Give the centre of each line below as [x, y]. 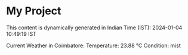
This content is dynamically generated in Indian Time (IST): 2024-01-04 [94, 27]
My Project [34, 11]
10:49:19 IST [21, 33]
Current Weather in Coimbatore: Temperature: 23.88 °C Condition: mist [93, 45]
